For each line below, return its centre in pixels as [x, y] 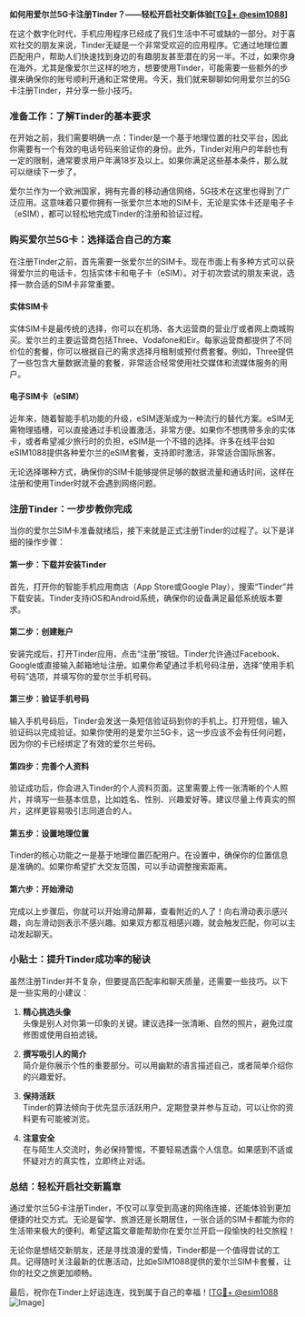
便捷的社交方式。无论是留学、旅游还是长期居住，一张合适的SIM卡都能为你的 [152, 1220]
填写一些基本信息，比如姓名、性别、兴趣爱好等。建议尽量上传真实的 [160, 799]
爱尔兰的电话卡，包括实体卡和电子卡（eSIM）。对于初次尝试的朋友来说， [152, 273]
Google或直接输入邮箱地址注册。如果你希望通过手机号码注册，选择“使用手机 [152, 665]
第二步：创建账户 [41, 632]
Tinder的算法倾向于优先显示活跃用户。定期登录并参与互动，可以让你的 [154, 1107]
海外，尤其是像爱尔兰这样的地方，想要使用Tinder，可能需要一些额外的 [148, 68]
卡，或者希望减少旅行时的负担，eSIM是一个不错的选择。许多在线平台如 [142, 441]
